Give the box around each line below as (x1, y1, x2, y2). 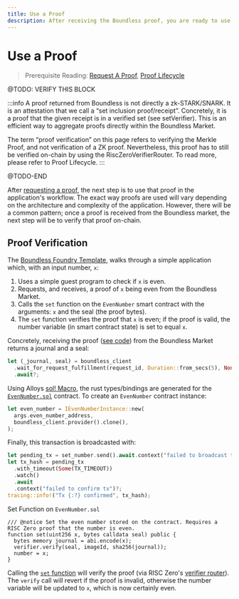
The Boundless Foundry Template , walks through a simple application (7, 256, 212, 265)
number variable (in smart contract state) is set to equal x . (17, 322, 188, 332)
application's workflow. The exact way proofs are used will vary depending (7, 193, 228, 202)
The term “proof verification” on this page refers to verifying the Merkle (7, 135, 217, 144)
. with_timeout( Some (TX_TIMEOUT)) (14, 465, 113, 473)
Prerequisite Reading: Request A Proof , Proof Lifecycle (24, 71, 185, 80)
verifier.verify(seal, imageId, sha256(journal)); (14, 543, 167, 551)
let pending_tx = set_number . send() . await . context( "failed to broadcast (7, 452, 228, 459)
